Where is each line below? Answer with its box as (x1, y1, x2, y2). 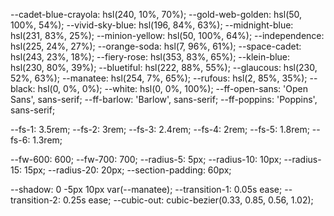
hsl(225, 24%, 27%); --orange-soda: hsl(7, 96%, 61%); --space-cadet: (10, 40, 302, 52)
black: (10, 83, 36, 94)
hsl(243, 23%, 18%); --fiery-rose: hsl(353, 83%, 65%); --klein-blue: (10, 51, 291, 63)
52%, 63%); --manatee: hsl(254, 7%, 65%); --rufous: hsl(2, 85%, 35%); (10, 72, 308, 84)
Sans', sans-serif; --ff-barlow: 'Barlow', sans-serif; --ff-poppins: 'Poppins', (10, 94, 318, 105)
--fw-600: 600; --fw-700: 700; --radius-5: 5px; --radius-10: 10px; (10, 154, 282, 165)
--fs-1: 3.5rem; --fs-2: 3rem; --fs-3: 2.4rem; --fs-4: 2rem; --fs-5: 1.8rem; (10, 124, 310, 135)
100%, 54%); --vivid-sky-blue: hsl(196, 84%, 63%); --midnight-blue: (10, 19, 294, 31)
